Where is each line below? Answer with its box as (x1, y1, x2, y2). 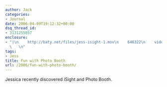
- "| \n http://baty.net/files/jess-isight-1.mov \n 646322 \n (5, 40, 146, 45)
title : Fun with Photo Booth (5, 58, 66, 63)
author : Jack (5, 7, 32, 12)
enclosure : (5, 35, 28, 40)
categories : (5, 12, 30, 17)
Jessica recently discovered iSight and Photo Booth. (5, 77, 112, 83)
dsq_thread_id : (5, 26, 37, 31)
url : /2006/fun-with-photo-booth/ (5, 63, 77, 68)
